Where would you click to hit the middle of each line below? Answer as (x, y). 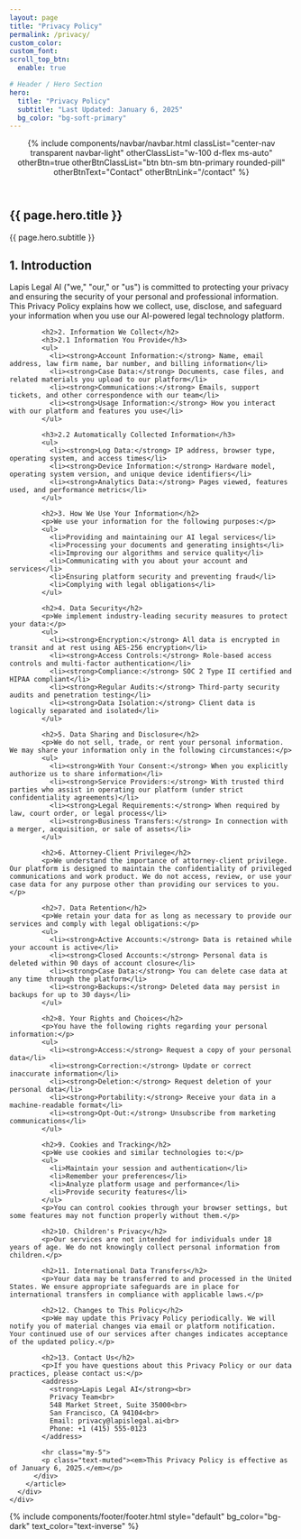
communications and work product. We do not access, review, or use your (151, 877)
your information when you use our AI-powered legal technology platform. (147, 316)
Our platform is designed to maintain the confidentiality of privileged (151, 869)
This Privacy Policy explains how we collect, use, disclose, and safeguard (146, 307)
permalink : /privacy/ (50, 34)
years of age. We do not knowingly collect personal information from (145, 1248)
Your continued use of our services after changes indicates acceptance (149, 1334)
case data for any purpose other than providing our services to (134, 884)
